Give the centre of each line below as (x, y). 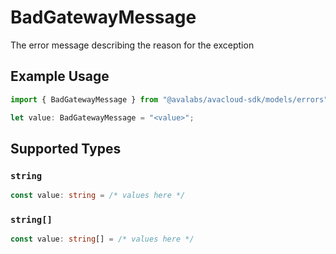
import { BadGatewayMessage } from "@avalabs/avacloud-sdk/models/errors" (169, 99)
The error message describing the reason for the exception (132, 45)
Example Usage (60, 76)
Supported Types (66, 148)
